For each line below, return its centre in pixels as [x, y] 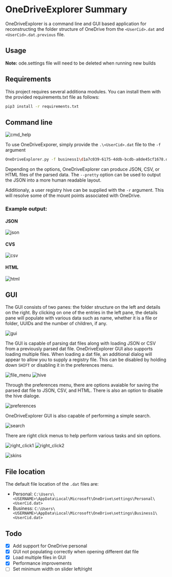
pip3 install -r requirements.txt [42, 106]
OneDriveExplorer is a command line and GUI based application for [76, 24]
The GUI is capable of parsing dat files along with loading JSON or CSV [81, 343]
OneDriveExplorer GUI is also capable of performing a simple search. [78, 416]
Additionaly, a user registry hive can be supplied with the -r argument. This [85, 190]
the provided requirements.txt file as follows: [52, 97]
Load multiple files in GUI [39, 558]
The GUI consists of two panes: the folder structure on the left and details [83, 307]
